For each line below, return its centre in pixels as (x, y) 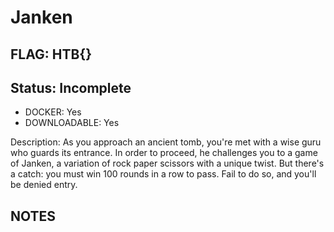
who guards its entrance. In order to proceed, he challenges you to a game (164, 153)
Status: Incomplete (71, 87)
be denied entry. (44, 185)
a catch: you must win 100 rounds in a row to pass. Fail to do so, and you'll (163, 174)
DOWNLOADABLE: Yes (72, 123)
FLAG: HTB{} (51, 54)
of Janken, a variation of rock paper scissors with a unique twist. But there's (167, 163)
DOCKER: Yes (53, 112)
